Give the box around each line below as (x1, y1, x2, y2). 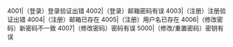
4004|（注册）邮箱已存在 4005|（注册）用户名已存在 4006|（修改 (26, 15, 217, 23)
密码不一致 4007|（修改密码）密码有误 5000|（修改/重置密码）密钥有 (25, 24, 224, 32)
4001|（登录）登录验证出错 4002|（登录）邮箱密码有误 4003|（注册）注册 (7, 7, 220, 15)
